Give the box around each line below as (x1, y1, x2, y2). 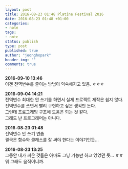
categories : (5, 21, 29, 26)
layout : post (5, 7, 32, 12)
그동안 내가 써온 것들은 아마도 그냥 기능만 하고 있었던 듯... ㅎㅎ (5, 152, 124, 158)
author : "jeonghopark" (5, 52, 51, 58)
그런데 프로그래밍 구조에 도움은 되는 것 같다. (5, 109, 89, 115)
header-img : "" (5, 57, 36, 62)
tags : (5, 30, 16, 35)
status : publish (5, 39, 38, 44)
